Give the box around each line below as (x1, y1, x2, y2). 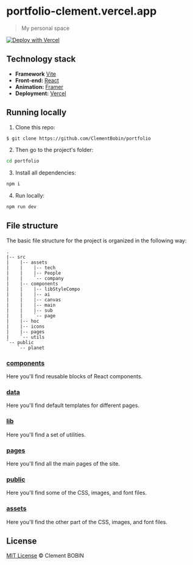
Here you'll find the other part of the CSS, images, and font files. (6, 518, 167, 525)
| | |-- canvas (6, 297, 61, 303)
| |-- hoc (6, 318, 40, 324)
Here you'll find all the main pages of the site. (6, 460, 121, 467)
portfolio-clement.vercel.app (6, 4, 157, 18)
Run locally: (15, 192, 44, 200)
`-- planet (17, 345, 45, 351)
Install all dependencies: (15, 169, 76, 176)
